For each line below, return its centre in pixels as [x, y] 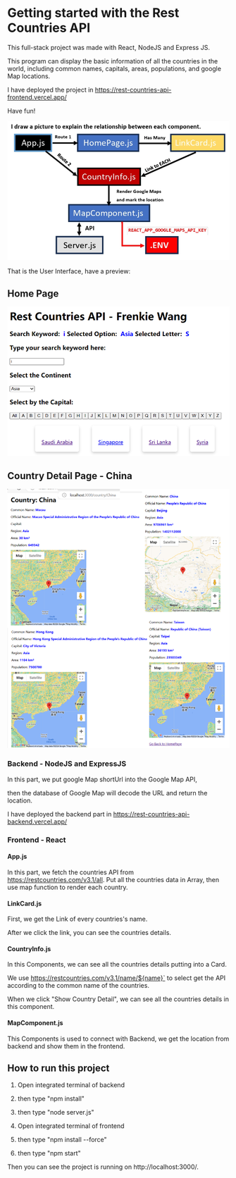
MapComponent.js [35, 1022]
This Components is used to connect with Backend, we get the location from [118, 1038]
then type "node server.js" [56, 1112]
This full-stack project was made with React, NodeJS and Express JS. [108, 47]
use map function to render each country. [68, 887]
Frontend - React [37, 840]
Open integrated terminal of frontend [71, 1126]
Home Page [33, 293]
